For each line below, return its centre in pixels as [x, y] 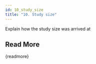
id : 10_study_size [24, 10]
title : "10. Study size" [31, 14]
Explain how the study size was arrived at [48, 28]
